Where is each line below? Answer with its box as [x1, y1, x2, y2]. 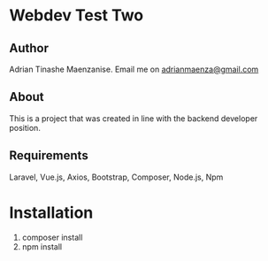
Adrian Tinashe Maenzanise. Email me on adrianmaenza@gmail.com [9, 64, 259, 74]
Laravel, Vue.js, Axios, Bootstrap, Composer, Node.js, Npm [9, 172, 224, 182]
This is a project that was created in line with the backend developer [9, 112, 258, 124]
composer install [21, 232, 83, 242]
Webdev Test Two [9, 5, 144, 26]
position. [9, 122, 42, 133]
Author [9, 41, 49, 56]
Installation [9, 203, 94, 222]
